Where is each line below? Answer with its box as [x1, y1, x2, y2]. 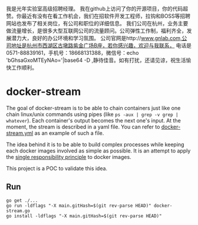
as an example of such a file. [34, 129, 104, 137]
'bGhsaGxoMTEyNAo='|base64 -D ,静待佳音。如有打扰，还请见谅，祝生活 [6, 57, 186, 64]
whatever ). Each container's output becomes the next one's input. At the [6, 117, 181, 124]
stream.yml [6, 129, 34, 137]
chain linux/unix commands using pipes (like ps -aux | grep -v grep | [6, 111, 179, 118]
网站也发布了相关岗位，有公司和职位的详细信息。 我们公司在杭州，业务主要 [6, 20, 189, 27]
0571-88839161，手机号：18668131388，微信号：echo [6, 49, 139, 56]
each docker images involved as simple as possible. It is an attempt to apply [6, 147, 191, 154]
